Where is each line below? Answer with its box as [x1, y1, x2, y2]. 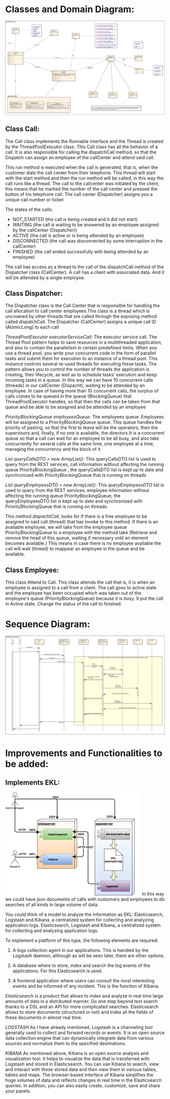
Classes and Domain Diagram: [5, 4, 135, 15]
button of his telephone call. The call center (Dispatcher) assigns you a [5, 191, 153, 197]
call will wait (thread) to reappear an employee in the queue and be [5, 546, 145, 552]
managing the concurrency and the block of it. [5, 446, 102, 452]
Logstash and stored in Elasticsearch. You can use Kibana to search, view [5, 1061, 159, 1067]
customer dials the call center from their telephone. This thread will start [5, 169, 156, 175]
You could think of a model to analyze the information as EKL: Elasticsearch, [5, 911, 164, 917]
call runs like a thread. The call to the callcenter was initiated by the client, [5, 180, 159, 186]
